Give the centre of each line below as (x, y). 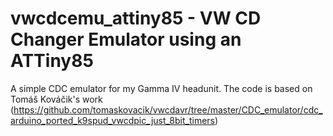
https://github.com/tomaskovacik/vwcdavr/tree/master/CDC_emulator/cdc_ (168, 109)
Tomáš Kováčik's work (56, 99)
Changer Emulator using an (126, 39)
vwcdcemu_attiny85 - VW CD (136, 18)
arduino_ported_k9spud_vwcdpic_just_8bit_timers (112, 120)
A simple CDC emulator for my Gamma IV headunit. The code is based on (161, 88)
